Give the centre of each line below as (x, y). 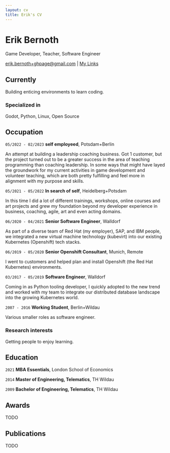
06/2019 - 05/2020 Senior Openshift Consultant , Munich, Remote (74, 252)
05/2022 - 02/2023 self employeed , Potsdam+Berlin (60, 144)
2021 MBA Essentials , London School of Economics (59, 370)
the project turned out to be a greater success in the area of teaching (78, 159)
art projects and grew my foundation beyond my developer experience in (81, 206)
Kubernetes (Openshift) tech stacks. (43, 242)
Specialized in (23, 105)
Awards (18, 405)
